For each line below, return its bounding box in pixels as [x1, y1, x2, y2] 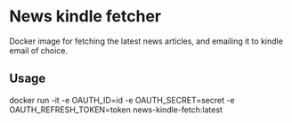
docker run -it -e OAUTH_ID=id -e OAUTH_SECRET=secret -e [9, 94, 235, 105]
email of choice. [9, 45, 69, 55]
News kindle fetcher [9, 6, 162, 27]
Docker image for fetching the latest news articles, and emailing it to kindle [9, 36, 283, 46]
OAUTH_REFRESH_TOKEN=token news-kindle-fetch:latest [9, 104, 223, 115]
